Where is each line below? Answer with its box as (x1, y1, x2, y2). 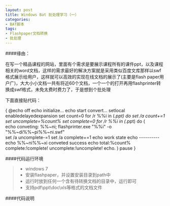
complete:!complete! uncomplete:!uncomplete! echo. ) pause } (5, 145, 136, 151)
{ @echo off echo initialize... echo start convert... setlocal (5, 107, 125, 113)
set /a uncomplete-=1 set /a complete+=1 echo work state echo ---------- (5, 134, 160, 140)
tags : (5, 26, 17, 31)
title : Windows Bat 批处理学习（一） (5, 12, 79, 17)
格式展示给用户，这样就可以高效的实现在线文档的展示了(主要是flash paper (5, 74, 160, 80)
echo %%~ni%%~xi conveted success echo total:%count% (5, 140, 131, 146)
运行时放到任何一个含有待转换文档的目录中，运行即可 (25, 178, 137, 184)
